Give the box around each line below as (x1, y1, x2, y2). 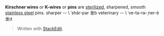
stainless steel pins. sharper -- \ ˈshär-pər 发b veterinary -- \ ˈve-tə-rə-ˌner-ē (5, 10, 160, 16)
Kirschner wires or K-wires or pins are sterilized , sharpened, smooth (5, 4, 146, 10)
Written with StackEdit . (17, 26, 64, 31)
